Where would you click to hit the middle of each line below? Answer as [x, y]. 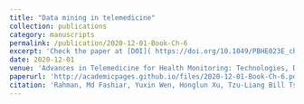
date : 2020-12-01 [42, 60]
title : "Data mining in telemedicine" [82, 18]
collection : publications [58, 26]
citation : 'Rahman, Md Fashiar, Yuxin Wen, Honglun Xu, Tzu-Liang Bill [147, 85]
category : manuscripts [52, 34]
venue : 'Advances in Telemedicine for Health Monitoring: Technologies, [149, 69]
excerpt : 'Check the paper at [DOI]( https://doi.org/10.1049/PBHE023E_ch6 [155, 52]
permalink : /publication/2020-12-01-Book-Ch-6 [99, 43]
